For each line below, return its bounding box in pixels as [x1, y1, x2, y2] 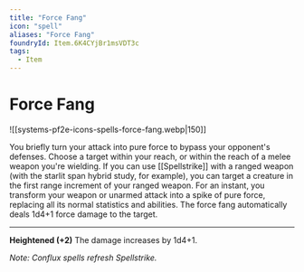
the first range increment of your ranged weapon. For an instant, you [9, 180, 265, 191]
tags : [9, 47, 30, 56]
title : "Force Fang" [9, 13, 88, 23]
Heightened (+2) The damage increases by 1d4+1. [9, 234, 198, 245]
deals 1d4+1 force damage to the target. [9, 209, 158, 220]
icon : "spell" [9, 22, 63, 31]
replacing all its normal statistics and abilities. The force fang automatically [9, 199, 288, 210]
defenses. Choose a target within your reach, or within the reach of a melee [9, 151, 291, 162]
